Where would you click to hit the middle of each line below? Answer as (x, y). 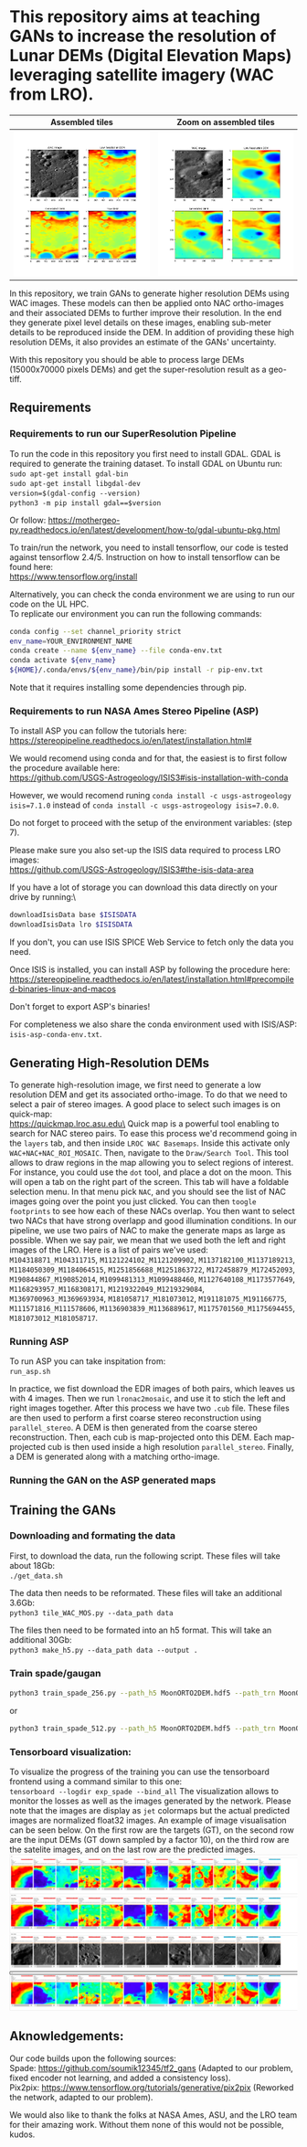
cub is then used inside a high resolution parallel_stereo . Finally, (170, 1447)
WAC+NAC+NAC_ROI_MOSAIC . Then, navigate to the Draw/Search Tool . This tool (149, 1152)
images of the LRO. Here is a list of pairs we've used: (109, 1250)
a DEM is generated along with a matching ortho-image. (115, 1457)
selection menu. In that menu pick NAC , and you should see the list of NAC (148, 1191)
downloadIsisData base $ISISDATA (73, 915)
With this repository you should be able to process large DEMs (127, 360)
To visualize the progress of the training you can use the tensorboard (139, 1772)
